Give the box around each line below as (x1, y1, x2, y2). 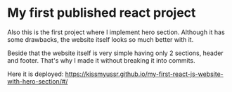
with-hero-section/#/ (7, 77, 68, 85)
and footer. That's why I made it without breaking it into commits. (7, 56, 195, 64)
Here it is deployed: (7, 70, 64, 78)
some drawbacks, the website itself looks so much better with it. (7, 35, 194, 43)
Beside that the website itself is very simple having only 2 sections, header (7, 49, 224, 57)
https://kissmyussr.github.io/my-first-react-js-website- (65, 70, 224, 78)
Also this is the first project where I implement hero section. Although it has (7, 28, 225, 36)
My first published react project (7, 5, 196, 21)
